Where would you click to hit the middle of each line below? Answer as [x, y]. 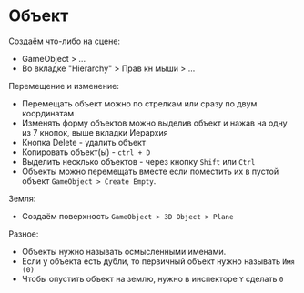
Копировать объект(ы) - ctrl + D [86, 152]
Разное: [24, 234]
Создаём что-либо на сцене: [64, 41]
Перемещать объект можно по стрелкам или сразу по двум [139, 103]
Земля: [22, 198]
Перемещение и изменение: [64, 86]
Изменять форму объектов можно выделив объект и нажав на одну [154, 123]
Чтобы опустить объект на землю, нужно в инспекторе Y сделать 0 [152, 278]
